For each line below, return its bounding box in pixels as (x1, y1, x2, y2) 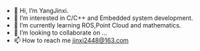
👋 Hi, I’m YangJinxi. (13, 7, 69, 14)
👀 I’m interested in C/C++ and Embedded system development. (13, 14, 193, 22)
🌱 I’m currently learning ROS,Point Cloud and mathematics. (13, 21, 181, 29)
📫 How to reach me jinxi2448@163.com (13, 37, 129, 44)
